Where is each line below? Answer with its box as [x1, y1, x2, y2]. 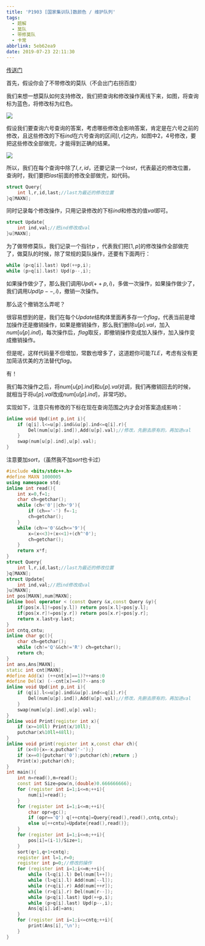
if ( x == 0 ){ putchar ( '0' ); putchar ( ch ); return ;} [17, 752, 138, 758]
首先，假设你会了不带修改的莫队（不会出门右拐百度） [6, 79, 140, 86]
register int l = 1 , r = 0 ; [17, 854, 75, 860]
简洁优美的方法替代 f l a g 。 [11, 357, 75, 364]
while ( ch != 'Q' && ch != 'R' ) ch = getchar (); [17, 644, 121, 651]
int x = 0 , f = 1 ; [17, 491, 51, 497]
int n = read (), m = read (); [17, 775, 78, 781]
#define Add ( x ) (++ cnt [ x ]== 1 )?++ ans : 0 [6, 673, 105, 679]
